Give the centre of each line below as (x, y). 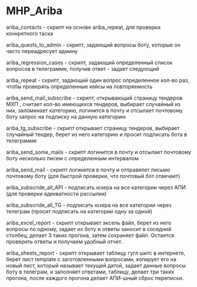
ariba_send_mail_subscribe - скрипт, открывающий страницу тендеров (94, 98)
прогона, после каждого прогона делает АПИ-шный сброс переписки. (95, 278)
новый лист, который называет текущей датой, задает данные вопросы (96, 265)
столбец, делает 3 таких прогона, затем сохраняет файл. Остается (90, 235)
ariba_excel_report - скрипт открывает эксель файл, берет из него (89, 223)
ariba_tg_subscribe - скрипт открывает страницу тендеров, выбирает (93, 128)
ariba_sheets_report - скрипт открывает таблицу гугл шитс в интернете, (96, 253)
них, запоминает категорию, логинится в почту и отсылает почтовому (95, 110)
